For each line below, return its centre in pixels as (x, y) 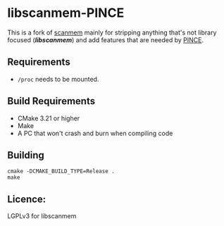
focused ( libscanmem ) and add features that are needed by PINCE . (106, 39)
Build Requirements (51, 101)
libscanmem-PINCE (66, 13)
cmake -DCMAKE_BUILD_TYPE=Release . (61, 171)
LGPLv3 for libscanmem (42, 216)
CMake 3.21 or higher (49, 118)
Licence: (27, 199)
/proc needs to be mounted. (58, 79)
